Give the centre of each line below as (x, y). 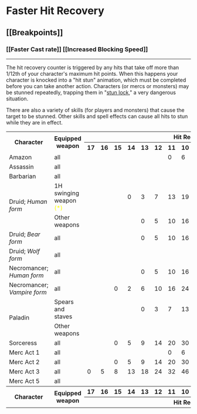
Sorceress (23, 343)
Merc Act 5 (24, 381)
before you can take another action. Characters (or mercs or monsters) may (98, 86)
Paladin (19, 317)
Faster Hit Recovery (55, 11)
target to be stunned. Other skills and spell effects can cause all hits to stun (97, 116)
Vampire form (28, 292)
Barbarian (23, 176)
